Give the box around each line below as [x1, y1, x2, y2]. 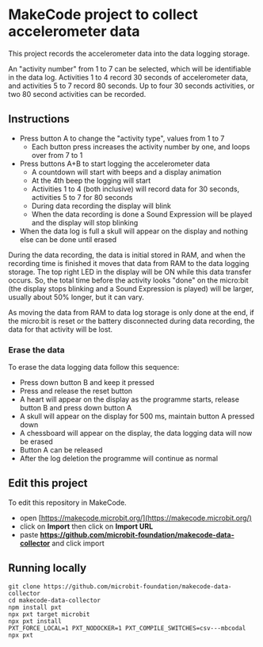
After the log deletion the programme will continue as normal [19, 454, 219, 464]
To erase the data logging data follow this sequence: [8, 363, 180, 372]
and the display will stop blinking [31, 218, 139, 227]
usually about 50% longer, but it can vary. [8, 292, 144, 302]
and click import [51, 538, 105, 548]
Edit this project [8, 476, 88, 490]
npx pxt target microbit [8, 610, 90, 618]
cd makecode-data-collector [8, 596, 101, 604]
